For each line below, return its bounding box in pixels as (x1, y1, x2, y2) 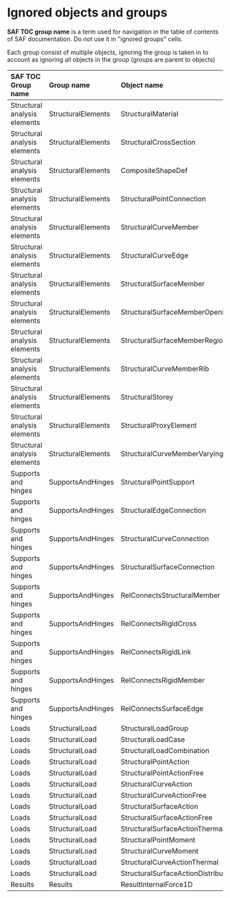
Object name (120, 80, 164, 90)
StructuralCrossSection (120, 137, 196, 147)
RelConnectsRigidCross (120, 619, 197, 628)
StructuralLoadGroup (120, 723, 189, 733)
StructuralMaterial (120, 108, 179, 118)
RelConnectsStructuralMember (120, 590, 220, 600)
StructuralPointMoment (120, 835, 196, 844)
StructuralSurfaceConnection (120, 562, 216, 571)
